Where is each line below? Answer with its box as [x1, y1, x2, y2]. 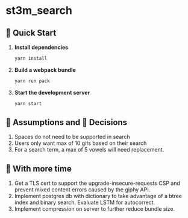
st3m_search [5, 4, 73, 18]
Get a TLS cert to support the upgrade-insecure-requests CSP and [14, 179, 180, 187]
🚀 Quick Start [5, 28, 57, 38]
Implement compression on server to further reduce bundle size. [14, 205, 175, 213]
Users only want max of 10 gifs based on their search [14, 139, 147, 147]
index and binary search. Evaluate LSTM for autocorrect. [14, 199, 155, 206]
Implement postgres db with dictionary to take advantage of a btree [14, 193, 182, 200]
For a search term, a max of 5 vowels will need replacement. [14, 146, 164, 153]
